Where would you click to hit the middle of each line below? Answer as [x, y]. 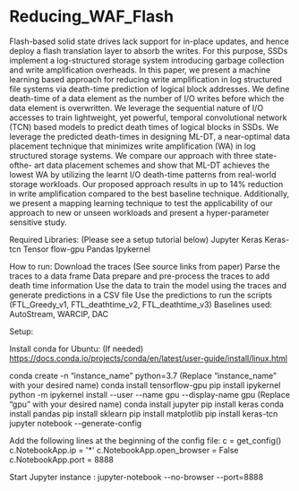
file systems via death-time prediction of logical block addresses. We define [149, 89]
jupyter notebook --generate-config [76, 423]
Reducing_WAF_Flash [92, 17]
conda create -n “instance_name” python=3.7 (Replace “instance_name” [143, 375]
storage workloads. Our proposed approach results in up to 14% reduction [146, 184]
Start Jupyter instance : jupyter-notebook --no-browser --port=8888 [137, 477]
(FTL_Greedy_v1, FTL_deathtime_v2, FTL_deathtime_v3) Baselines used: [141, 304]
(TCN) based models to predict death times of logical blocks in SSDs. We [144, 126]
